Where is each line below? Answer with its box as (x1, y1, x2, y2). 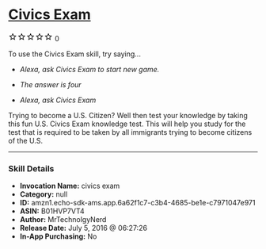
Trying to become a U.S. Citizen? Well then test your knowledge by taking (8, 110, 248, 120)
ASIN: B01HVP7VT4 (19, 206, 85, 216)
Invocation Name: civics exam (19, 181, 120, 191)
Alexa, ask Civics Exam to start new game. (19, 64, 160, 74)
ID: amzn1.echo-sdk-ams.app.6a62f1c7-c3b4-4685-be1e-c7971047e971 (19, 198, 256, 208)
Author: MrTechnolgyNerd (19, 215, 107, 224)
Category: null (19, 190, 68, 199)
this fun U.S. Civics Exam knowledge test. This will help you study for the (8, 119, 246, 128)
